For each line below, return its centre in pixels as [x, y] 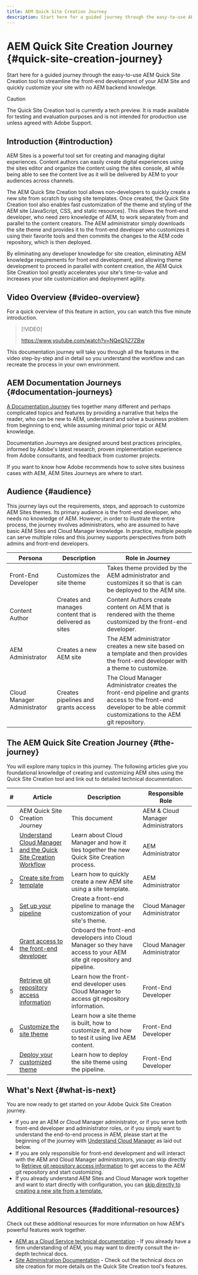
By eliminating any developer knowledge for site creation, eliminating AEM [97, 253]
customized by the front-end [147, 621]
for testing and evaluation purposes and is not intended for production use [97, 117]
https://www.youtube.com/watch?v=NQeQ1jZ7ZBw [83, 341]
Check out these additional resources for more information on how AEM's [95, 1224]
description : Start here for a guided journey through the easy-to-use [96, 17]
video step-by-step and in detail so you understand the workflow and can [96, 358]
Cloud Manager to [96, 991]
